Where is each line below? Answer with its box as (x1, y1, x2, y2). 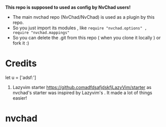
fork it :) (12, 40, 29, 46)
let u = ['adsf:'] (5, 74, 36, 80)
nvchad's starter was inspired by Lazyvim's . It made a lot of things (12, 90, 153, 96)
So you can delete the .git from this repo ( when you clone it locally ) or (12, 35, 161, 40)
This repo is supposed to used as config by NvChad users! (5, 5, 131, 10)
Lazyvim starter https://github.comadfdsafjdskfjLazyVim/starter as (12, 84, 152, 90)
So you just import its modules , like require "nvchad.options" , (12, 25, 147, 31)
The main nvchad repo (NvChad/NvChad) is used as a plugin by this (12, 14, 155, 20)
